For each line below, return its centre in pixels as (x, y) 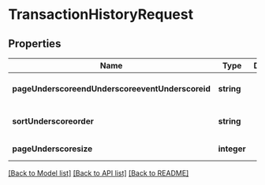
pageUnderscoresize (52, 149)
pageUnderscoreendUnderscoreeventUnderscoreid (112, 89)
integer (232, 149)
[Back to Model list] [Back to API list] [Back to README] (99, 173)
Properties (35, 44)
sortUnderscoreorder (53, 121)
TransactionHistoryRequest (101, 15)
